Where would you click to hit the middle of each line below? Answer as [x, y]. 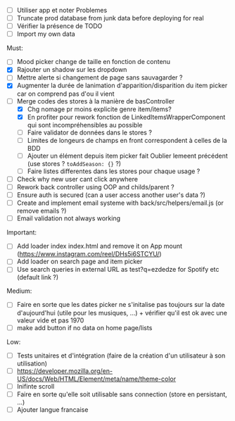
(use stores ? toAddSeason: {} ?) [74, 163]
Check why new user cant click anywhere [77, 179]
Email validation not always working [69, 218]
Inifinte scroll [36, 386]
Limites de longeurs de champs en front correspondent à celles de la [127, 140]
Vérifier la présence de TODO [59, 26]
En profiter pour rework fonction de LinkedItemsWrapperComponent [126, 117]
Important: [21, 232]
